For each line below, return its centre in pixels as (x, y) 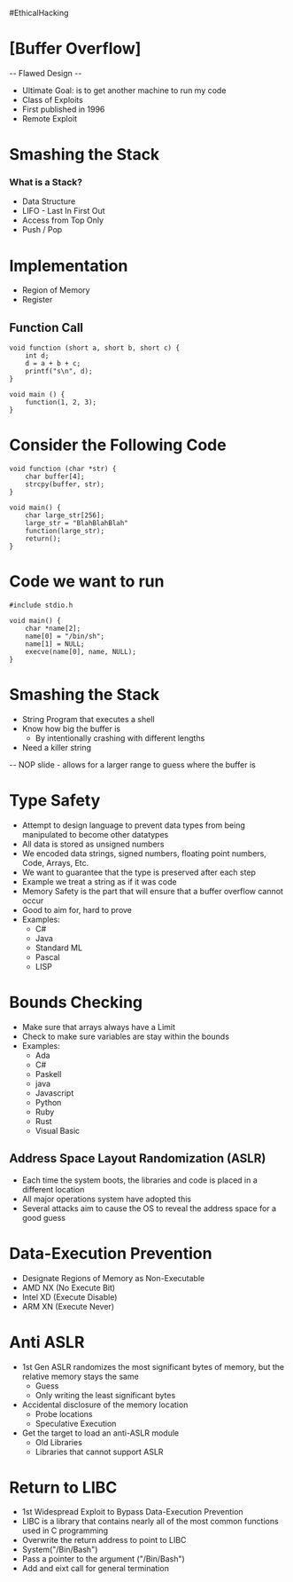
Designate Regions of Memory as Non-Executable (113, 1278)
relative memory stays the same (80, 1376)
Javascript (54, 1093)
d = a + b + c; (53, 364)
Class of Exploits (53, 99)
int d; (37, 356)
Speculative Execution (76, 1423)
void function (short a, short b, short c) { (94, 348)
